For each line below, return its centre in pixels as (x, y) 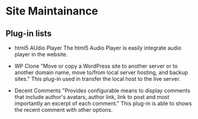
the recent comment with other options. (63, 110)
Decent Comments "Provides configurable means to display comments (102, 91)
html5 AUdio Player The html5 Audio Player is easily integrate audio (98, 48)
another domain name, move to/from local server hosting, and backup (101, 72)
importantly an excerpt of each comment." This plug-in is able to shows (103, 103)
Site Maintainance (52, 11)
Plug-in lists (29, 34)
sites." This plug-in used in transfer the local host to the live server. (97, 79)
